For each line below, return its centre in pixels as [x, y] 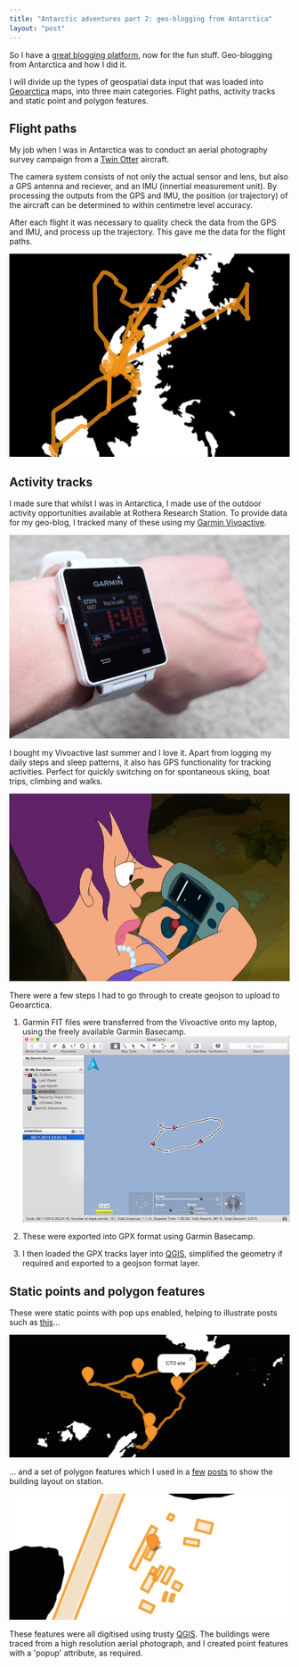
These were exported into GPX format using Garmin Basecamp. [138, 1237]
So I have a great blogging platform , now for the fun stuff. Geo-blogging [141, 54]
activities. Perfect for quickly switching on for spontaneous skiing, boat [140, 771]
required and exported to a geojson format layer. [111, 1264]
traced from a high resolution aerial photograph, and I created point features [149, 1644]
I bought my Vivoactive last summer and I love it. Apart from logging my [141, 752]
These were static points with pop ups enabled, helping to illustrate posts [143, 1313]
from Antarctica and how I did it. [68, 64]
